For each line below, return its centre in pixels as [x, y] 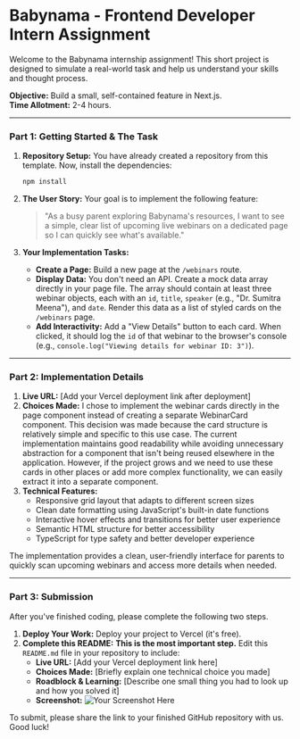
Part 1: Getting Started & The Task [84, 137]
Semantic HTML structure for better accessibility [125, 529]
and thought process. [49, 78]
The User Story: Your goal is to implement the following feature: [140, 199]
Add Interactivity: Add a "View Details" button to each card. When [158, 327]
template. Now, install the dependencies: [97, 165]
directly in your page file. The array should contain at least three [154, 289]
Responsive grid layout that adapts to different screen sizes [145, 501]
